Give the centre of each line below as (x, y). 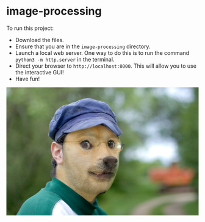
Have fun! (27, 79)
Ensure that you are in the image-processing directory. (83, 46)
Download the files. (39, 40)
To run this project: (30, 28)
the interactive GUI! (39, 72)
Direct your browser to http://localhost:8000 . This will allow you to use (106, 66)
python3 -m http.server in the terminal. (65, 59)
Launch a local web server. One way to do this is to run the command (102, 52)
